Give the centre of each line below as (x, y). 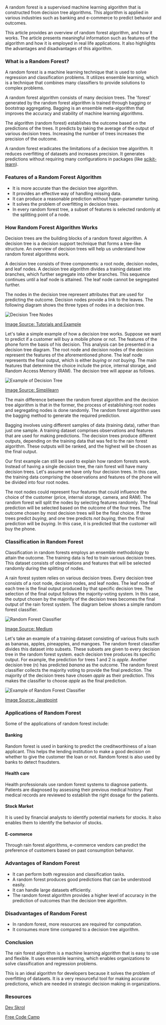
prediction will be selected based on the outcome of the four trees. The (78, 508)
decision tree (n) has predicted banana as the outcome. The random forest (82, 665)
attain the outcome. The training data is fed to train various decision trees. (81, 558)
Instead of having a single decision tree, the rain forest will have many (76, 466)
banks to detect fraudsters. (33, 762)
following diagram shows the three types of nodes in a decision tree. (75, 305)
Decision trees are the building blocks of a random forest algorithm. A (76, 238)
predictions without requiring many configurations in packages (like (74, 159)
